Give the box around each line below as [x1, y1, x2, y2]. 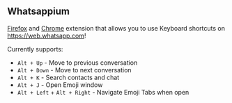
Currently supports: [7, 45, 63, 53]
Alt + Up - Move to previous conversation [17, 58, 138, 67]
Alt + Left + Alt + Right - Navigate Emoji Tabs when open [17, 88, 190, 96]
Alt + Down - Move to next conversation [17, 65, 132, 74]
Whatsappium [7, 6, 70, 17]
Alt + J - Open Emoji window [17, 80, 103, 89]
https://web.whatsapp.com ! [7, 31, 86, 40]
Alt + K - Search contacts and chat [17, 73, 120, 81]
